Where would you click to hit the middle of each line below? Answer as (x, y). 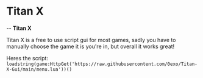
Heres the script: (27, 58)
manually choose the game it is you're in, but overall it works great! (91, 46)
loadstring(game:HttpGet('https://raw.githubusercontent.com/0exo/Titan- (102, 64)
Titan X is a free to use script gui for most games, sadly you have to (91, 40)
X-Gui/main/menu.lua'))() (39, 69)
